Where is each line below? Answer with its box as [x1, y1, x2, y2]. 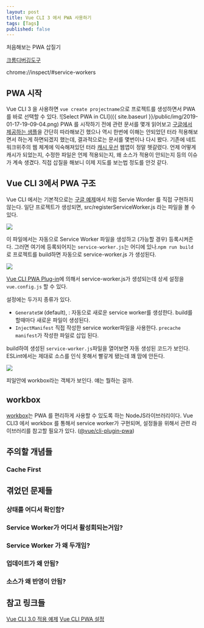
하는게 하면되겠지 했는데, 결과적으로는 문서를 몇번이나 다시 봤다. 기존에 [17, 136, 185, 144]
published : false [6, 26, 51, 32]
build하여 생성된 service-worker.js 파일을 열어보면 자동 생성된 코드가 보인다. [6, 345, 190, 352]
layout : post [6, 9, 40, 15]
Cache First [6, 466, 41, 473]
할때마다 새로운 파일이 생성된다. [15, 316, 90, 324]
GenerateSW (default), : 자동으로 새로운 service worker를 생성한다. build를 [15, 309, 193, 316]
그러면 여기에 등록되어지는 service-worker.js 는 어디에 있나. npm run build [14, 243, 194, 250]
